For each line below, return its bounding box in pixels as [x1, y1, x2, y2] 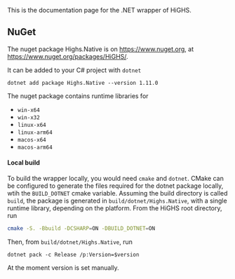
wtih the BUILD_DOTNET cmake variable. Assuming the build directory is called [7, 189, 228, 198]
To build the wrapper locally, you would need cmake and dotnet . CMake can [7, 175, 224, 183]
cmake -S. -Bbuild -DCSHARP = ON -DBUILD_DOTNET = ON [7, 225, 156, 232]
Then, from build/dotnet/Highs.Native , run [7, 238, 133, 246]
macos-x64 [17, 136, 47, 143]
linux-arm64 [17, 129, 53, 136]
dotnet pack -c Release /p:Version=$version [7, 251, 140, 258]
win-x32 [17, 114, 40, 121]
